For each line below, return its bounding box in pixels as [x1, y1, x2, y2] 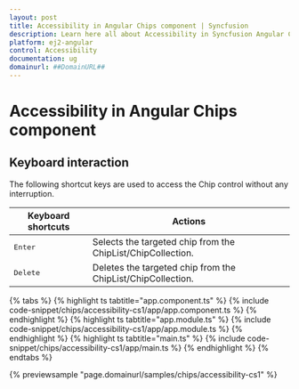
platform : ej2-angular [9, 37, 93, 47]
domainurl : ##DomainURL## [9, 63, 105, 72]
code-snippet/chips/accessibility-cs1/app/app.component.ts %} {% [9, 304, 258, 315]
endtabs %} [9, 352, 53, 362]
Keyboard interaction [9, 155, 129, 170]
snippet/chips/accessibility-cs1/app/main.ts [9, 342, 169, 353]
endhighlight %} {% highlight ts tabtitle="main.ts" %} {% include [9, 333, 246, 344]
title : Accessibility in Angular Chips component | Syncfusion [9, 21, 249, 30]
